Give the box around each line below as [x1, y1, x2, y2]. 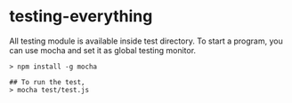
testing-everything [9, 6, 153, 27]
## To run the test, [9, 77, 86, 86]
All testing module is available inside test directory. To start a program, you [9, 36, 283, 46]
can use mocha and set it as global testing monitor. [9, 44, 197, 55]
